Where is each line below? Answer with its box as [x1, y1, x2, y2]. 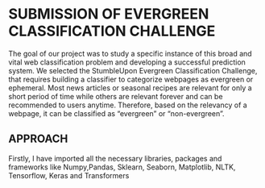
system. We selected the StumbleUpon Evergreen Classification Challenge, [8, 65, 258, 75]
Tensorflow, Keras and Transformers [8, 170, 130, 180]
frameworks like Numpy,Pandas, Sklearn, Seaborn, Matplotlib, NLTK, [8, 162, 236, 172]
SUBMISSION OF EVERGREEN [8, 5, 209, 23]
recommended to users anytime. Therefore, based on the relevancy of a [8, 100, 247, 110]
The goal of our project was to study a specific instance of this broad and [8, 48, 252, 58]
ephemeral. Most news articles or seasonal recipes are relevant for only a [8, 82, 252, 93]
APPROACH [8, 132, 68, 146]
